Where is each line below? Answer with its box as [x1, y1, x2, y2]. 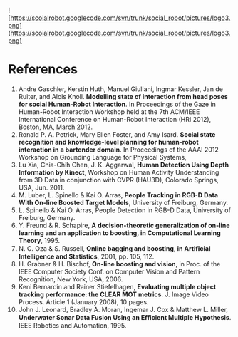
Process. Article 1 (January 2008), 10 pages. [18, 297, 149, 306]
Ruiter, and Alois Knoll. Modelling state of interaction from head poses [18, 92, 229, 100]
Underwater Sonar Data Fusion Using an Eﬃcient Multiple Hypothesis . [18, 313, 232, 321]
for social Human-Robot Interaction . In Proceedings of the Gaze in [18, 100, 217, 108]
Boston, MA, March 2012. [18, 123, 93, 131]
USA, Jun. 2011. [18, 183, 65, 192]
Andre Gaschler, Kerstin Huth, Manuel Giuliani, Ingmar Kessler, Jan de [18, 85, 224, 93]
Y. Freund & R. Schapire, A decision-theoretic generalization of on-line [18, 221, 230, 229]
